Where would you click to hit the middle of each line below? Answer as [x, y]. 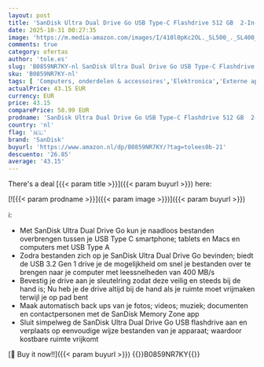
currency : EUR [31, 96]
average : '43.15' [37, 162]
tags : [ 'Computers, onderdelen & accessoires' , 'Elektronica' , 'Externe [128, 81]
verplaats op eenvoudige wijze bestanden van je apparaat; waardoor [130, 331]
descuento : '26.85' [40, 154]
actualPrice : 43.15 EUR [47, 88]
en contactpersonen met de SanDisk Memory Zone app [109, 314]
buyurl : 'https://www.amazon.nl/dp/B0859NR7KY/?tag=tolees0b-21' [117, 147]
